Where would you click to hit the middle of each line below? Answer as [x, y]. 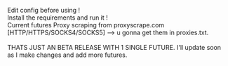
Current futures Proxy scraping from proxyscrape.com [86, 25]
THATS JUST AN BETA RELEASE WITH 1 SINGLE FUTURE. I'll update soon [114, 47]
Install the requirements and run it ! [58, 18]
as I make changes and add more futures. [67, 55]
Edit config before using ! [44, 10]
